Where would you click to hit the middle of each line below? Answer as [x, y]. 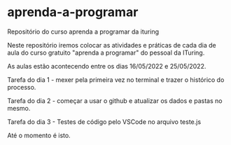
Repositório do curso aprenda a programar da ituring [83, 32]
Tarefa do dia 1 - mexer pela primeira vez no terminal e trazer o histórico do [116, 80]
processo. [22, 87]
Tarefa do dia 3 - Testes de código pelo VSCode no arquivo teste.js [104, 122]
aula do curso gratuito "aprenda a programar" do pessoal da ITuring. [106, 53]
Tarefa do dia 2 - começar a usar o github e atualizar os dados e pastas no [115, 101]
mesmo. [19, 108]
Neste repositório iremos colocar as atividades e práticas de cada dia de [112, 45]
